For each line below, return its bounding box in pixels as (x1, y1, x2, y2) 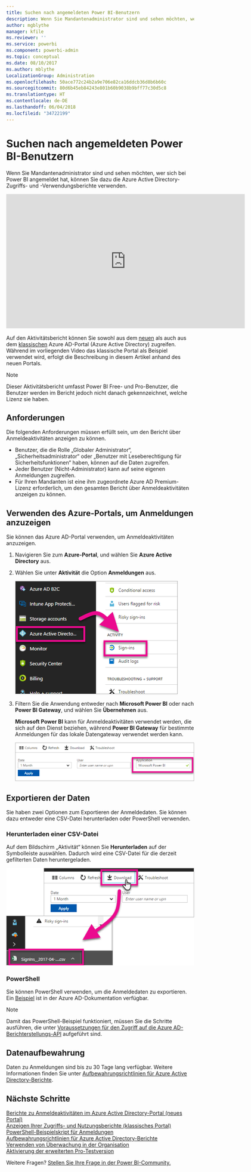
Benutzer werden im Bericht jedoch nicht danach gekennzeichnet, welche (6, 389, 188, 396)
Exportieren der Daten (6, 793, 91, 803)
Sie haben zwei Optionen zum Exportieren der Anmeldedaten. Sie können (6, 809, 187, 816)
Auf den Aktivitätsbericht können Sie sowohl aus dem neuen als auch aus (6, 334, 187, 342)
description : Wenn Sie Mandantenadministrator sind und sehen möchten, (6, 16, 188, 22)
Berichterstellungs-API (6, 1031, 61, 1038)
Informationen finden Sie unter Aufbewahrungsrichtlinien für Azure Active (6, 1070, 187, 1077)
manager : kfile (6, 29, 44, 35)
